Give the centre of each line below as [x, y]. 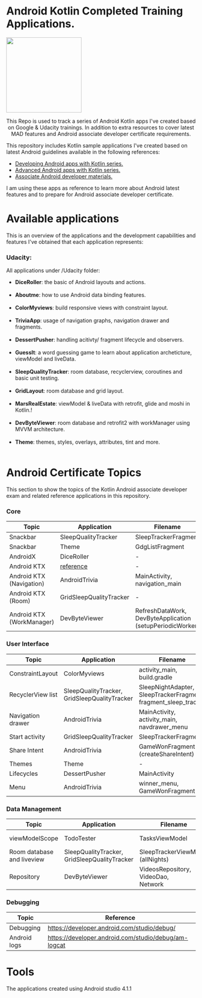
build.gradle [155, 677]
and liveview [27, 859]
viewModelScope [34, 838]
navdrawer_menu [163, 727]
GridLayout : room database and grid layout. [69, 391]
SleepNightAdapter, [167, 687]
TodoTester [80, 838]
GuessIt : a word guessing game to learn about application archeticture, [103, 353]
